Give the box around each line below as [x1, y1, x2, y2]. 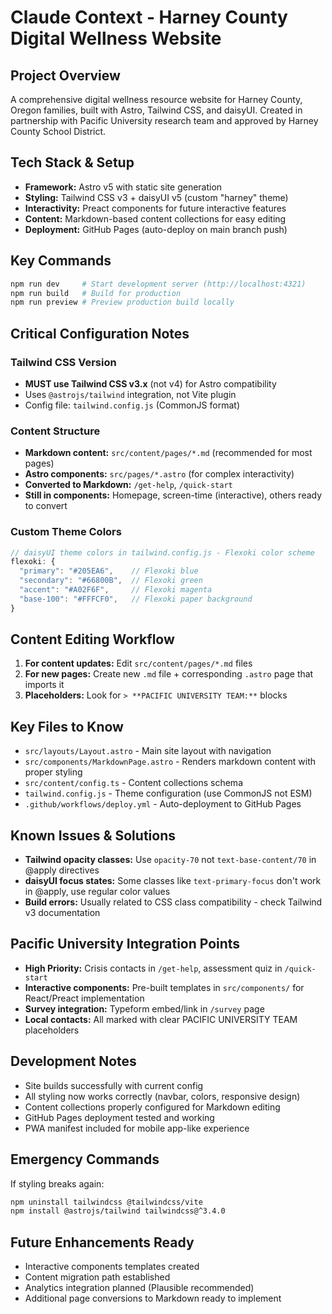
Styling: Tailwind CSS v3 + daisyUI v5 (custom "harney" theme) [24, 191, 289, 203]
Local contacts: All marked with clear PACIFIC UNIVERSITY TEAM [24, 1013, 298, 1025]
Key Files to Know [10, 718, 124, 735]
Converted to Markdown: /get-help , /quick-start [24, 479, 233, 491]
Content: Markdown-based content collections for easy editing [24, 212, 287, 225]
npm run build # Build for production [10, 288, 182, 298]
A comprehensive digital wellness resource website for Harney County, [10, 94, 303, 105]
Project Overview [10, 67, 121, 84]
